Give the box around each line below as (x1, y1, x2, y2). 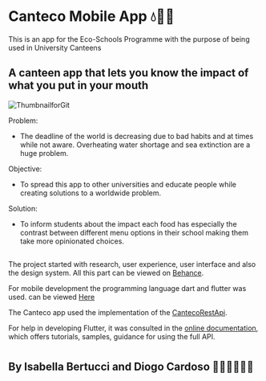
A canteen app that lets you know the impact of (8, 66, 249, 80)
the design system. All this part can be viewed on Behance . (8, 268, 204, 278)
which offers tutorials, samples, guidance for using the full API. (8, 332, 216, 342)
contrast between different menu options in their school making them (19, 227, 248, 237)
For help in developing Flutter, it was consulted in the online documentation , (8, 323, 259, 333)
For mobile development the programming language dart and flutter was (8, 284, 247, 293)
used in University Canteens (8, 43, 102, 52)
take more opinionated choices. (19, 236, 124, 246)
